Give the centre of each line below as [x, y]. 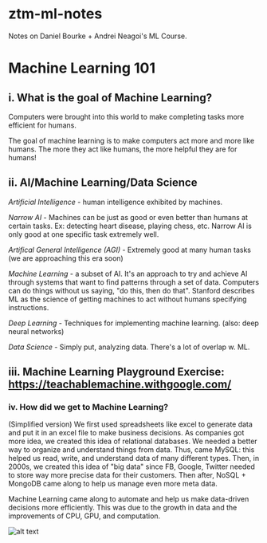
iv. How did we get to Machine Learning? [88, 407]
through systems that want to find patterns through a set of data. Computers [134, 282]
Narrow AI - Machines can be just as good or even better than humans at [128, 217]
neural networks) [36, 331]
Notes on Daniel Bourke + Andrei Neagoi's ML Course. [98, 36]
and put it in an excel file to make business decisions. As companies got [126, 433]
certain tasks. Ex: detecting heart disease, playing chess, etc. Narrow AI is [130, 226]
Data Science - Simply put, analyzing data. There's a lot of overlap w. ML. [129, 347]
